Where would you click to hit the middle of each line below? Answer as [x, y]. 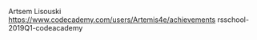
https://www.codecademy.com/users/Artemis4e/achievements [112, 20]
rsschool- [233, 20]
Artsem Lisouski [35, 11]
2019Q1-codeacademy [46, 28]
